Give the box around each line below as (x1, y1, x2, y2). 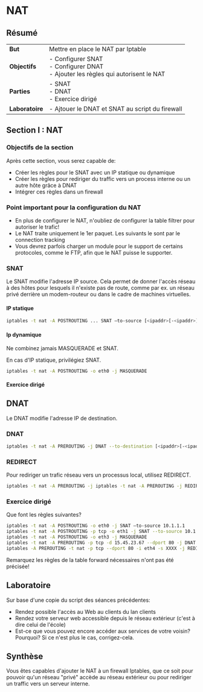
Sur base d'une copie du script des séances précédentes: (6, 596, 150, 604)
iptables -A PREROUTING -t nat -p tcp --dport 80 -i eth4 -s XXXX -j (6, 545, 185, 551)
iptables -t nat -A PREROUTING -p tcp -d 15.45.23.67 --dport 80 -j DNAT (6, 540, 196, 546)
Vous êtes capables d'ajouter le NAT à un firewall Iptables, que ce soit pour (6, 667, 193, 674)
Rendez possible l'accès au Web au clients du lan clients (14, 608, 156, 615)
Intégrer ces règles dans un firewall (14, 188, 103, 195)
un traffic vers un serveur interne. (6, 680, 90, 687)
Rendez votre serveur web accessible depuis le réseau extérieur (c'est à (14, 615, 195, 622)
